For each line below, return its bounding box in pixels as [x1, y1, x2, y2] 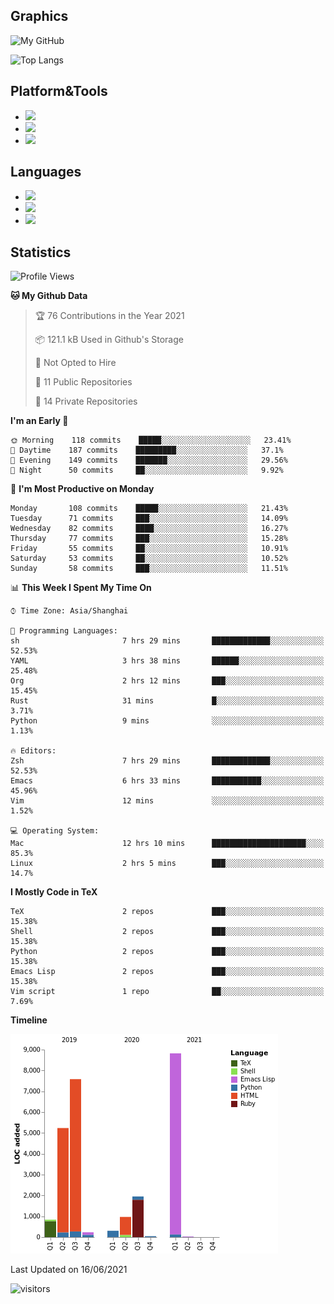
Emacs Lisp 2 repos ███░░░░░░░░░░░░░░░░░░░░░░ [10, 967, 325, 977]
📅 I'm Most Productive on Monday [10, 483, 155, 495]
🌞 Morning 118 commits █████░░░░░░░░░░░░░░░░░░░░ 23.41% [10, 435, 292, 446]
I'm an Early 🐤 [10, 415, 69, 427]
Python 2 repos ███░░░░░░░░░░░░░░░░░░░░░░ [10, 947, 325, 957]
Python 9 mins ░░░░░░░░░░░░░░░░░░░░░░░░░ [10, 716, 325, 726]
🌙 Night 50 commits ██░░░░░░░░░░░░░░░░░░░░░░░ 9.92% [10, 465, 284, 476]
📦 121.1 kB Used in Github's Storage [34, 334, 184, 346]
